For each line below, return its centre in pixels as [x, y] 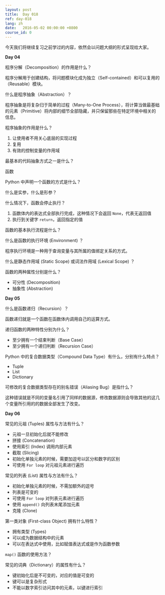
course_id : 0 [18, 33]
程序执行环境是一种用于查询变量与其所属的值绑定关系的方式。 [68, 251]
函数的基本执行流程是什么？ [33, 230]
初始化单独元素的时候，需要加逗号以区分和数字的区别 [66, 459]
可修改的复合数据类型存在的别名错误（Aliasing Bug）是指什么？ [69, 387]
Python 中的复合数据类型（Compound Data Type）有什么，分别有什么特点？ [82, 356]
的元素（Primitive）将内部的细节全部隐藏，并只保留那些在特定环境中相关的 [81, 111]
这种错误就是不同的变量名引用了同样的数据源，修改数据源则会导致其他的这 [80, 398]
